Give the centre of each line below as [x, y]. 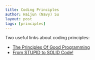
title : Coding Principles [32, 10]
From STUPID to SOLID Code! [43, 53]
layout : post [19, 19]
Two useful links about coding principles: [47, 38]
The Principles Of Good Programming [51, 47]
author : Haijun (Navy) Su [32, 14]
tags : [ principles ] [25, 24]
